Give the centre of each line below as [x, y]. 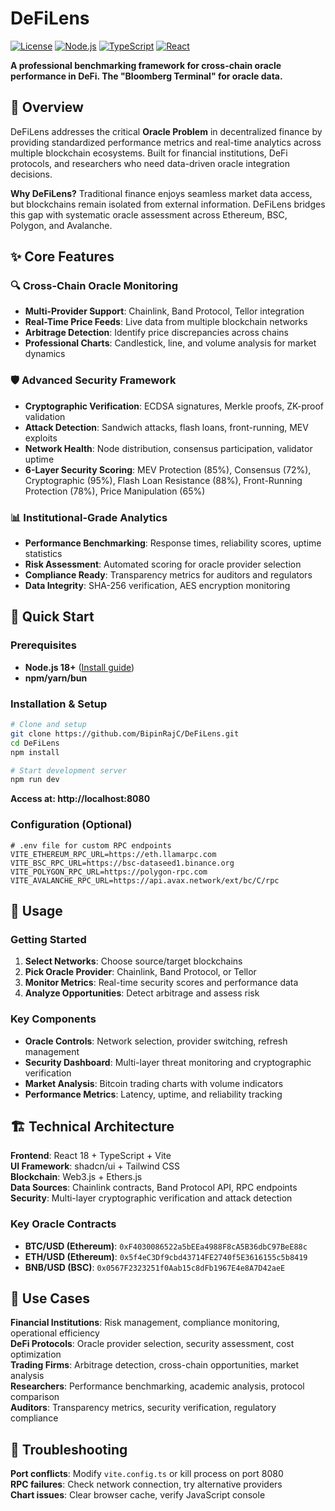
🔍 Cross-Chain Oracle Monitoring [94, 286]
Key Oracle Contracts [63, 1224]
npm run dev [35, 780]
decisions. [31, 174]
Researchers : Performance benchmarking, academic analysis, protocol [157, 1386]
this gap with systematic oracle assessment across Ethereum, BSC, [149, 214]
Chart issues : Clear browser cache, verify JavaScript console [138, 1495]
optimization [36, 1354]
